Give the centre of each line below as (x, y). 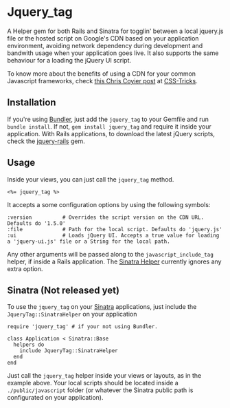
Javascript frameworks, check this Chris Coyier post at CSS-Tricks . (102, 80)
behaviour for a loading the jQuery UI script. (69, 60)
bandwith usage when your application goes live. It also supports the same (113, 53)
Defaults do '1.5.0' (37, 223)
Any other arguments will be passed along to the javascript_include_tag (111, 254)
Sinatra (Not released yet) (64, 290)
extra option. (25, 268)
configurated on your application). (55, 398)
